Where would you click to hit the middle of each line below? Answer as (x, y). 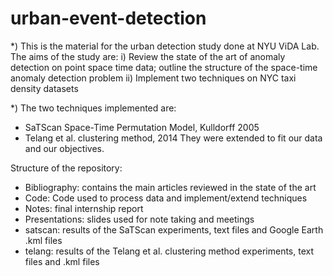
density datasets (44, 88)
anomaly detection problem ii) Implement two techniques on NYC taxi (153, 78)
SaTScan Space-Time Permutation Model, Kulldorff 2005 (142, 127)
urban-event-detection (108, 18)
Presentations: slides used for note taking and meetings (139, 219)
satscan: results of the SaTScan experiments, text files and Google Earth (174, 229)
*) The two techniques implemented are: (93, 108)
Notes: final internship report (84, 208)
